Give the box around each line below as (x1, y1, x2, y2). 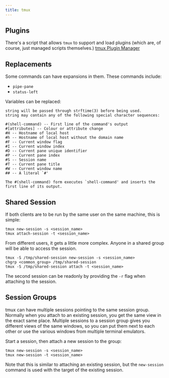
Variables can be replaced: (5, 99, 61, 105)
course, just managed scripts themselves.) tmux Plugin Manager (5, 45, 140, 51)
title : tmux (5, 7, 30, 13)
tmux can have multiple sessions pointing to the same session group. (5, 306, 150, 313)
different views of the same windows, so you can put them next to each (5, 323, 155, 329)
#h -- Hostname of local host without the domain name (5, 135, 124, 140)
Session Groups (5, 293, 57, 302)
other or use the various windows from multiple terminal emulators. (5, 328, 146, 334)
